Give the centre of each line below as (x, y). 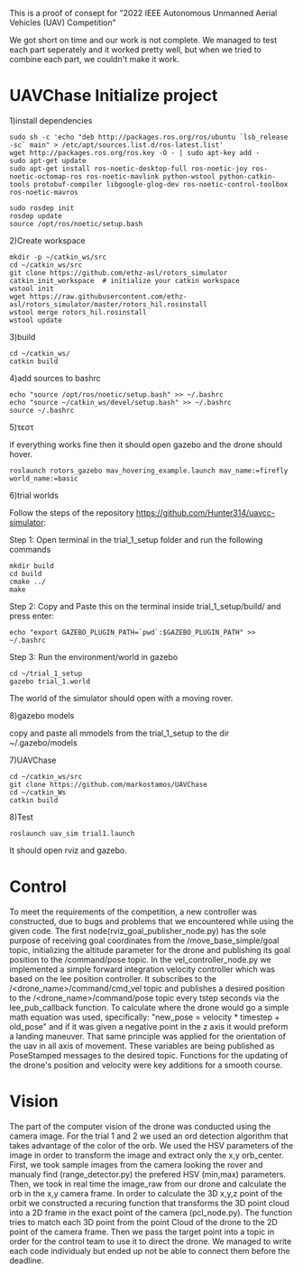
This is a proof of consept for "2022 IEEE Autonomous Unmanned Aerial (143, 13)
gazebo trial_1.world (50, 681)
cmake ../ (28, 582)
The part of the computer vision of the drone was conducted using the (140, 1126)
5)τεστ (22, 426)
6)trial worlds (34, 495)
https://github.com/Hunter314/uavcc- (205, 512)
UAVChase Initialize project (114, 96)
